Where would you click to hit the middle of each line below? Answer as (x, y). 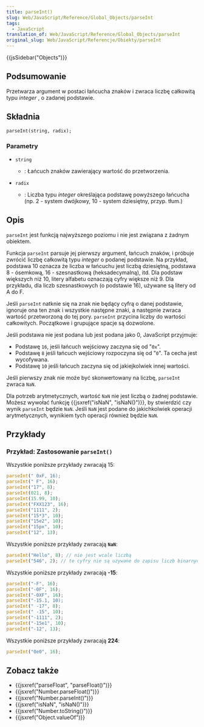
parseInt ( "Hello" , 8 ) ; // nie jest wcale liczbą (69, 556)
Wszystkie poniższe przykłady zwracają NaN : (62, 544)
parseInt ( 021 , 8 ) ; (29, 493)
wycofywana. (32, 359)
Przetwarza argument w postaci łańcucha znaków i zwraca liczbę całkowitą (101, 91)
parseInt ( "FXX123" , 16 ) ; (38, 504)
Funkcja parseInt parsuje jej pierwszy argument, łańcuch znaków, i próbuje (100, 253)
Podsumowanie (36, 77)
